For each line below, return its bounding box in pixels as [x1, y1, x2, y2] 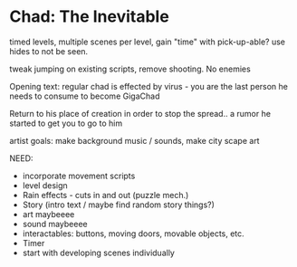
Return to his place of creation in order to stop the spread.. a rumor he [9, 108, 272, 119]
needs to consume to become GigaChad [9, 91, 160, 101]
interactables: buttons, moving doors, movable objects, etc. [22, 228, 244, 239]
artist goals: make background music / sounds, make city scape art [9, 135, 260, 146]
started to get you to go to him [9, 118, 123, 129]
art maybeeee [22, 208, 75, 219]
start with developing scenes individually [22, 247, 175, 258]
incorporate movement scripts [22, 170, 136, 181]
